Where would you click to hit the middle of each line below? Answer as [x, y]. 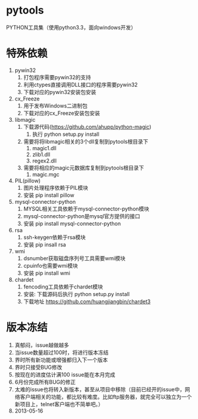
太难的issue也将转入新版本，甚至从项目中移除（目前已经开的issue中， [100, 389]
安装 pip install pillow [49, 195]
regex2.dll [44, 161]
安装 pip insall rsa [45, 244]
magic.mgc [46, 174]
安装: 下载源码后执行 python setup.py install [76, 294]
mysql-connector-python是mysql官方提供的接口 [82, 216]
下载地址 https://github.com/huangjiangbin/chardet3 [87, 301]
